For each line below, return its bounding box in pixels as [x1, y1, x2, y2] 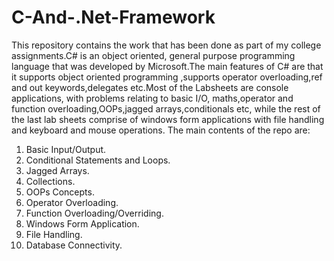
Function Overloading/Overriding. [25, 207, 164, 219]
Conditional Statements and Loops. [25, 154, 171, 166]
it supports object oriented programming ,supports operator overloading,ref [11, 71, 323, 83]
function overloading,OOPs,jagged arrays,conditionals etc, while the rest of [11, 102, 321, 115]
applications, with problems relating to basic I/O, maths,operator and [11, 92, 294, 104]
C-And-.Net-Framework [11, 6, 216, 29]
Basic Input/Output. [25, 143, 107, 155]
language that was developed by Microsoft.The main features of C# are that [11, 60, 324, 72]
